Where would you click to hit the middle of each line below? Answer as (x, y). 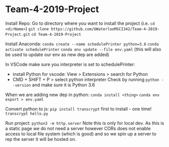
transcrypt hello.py (27, 114)
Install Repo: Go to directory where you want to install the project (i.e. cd (80, 23)
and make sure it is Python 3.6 (63, 85)
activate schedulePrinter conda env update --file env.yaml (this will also (83, 49)
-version (22, 85)
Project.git (18, 34)
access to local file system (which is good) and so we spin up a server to (81, 134)
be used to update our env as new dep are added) (57, 55)
